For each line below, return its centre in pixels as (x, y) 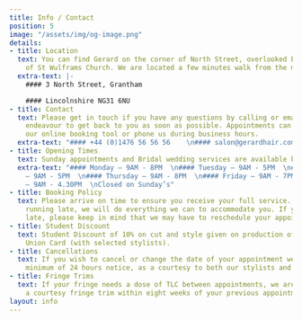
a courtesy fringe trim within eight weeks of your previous (142, 293)
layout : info (34, 301)
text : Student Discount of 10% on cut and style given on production (150, 235)
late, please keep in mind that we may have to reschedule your (148, 218)
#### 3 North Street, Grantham (84, 84)
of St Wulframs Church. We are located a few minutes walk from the (156, 68)
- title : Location (44, 51)
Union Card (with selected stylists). (98, 243)
